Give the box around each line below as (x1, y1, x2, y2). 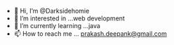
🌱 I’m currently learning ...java (13, 22, 100, 30)
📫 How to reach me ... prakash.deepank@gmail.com (13, 30, 167, 38)
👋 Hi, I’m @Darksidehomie (13, 7, 90, 15)
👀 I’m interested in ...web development (13, 14, 125, 22)
